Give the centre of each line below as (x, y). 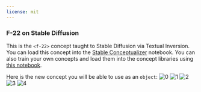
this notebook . (24, 65)
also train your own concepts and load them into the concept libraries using (100, 58)
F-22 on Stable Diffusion (43, 32)
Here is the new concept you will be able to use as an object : (82, 76)
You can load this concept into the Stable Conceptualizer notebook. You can (101, 52)
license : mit (23, 12)
